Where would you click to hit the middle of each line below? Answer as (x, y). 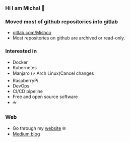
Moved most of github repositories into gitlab (62, 21)
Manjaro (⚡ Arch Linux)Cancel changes (53, 73)
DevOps (21, 86)
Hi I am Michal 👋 (25, 8)
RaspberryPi (25, 80)
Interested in (21, 51)
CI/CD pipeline (28, 91)
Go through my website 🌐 (39, 128)
